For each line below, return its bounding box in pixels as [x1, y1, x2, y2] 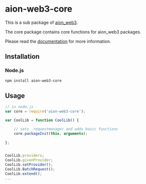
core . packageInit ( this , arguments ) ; [14, 131, 88, 136]
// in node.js [5, 105, 34, 110]
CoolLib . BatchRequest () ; [5, 167, 55, 172]
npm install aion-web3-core [5, 78, 62, 83]
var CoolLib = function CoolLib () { [5, 118, 79, 123]
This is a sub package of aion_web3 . [5, 19, 78, 25]
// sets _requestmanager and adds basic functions [14, 127, 118, 131]
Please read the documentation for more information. [5, 38, 111, 44]
